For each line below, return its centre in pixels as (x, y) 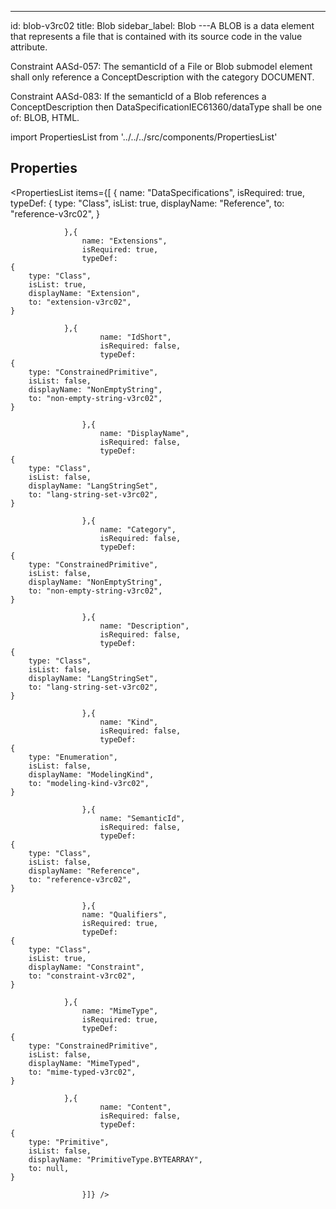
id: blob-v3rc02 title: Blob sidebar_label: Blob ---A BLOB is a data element (162, 25)
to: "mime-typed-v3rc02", (82, 1072)
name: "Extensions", (124, 241)
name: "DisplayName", (144, 433)
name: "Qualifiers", (124, 914)
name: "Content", (135, 1107)
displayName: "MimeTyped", (84, 1063)
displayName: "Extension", (84, 293)
